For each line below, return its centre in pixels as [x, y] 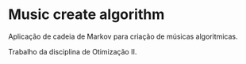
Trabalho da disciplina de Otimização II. [73, 51]
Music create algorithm [86, 15]
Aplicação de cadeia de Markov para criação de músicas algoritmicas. [123, 36]
